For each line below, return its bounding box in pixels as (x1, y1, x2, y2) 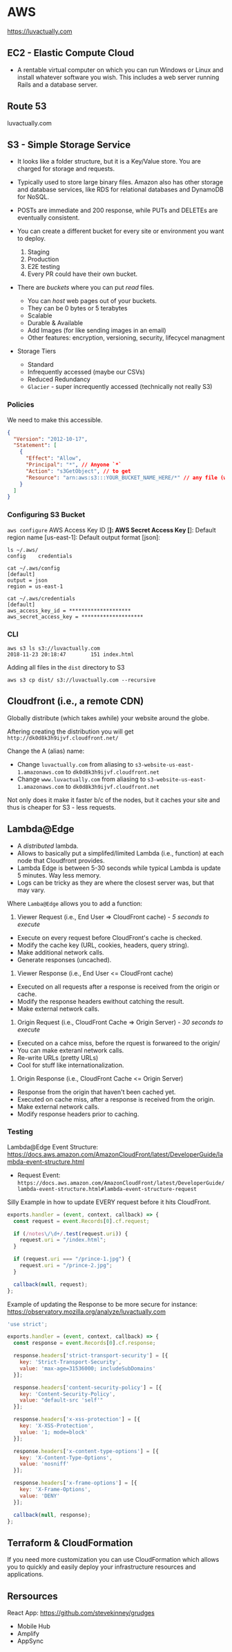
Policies (7, 400, 35, 410)
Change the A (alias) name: (7, 747, 85, 755)
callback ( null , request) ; (13, 1280, 88, 1288)
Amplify (17, 1630, 40, 1638)
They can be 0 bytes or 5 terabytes (27, 304, 128, 313)
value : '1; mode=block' (19, 1429, 88, 1436)
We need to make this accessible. (7, 415, 103, 424)
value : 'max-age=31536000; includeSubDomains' (19, 1365, 156, 1372)
